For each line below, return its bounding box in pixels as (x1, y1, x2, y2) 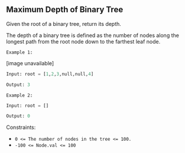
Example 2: (6, 92, 33, 98)
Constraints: (6, 124, 36, 131)
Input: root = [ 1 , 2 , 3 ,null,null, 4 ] (6, 71, 94, 77)
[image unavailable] (6, 59, 54, 66)
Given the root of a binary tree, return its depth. (6, 20, 121, 27)
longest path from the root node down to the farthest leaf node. (6, 38, 161, 45)
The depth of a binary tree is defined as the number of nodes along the (6, 32, 179, 39)
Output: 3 (6, 82, 31, 88)
